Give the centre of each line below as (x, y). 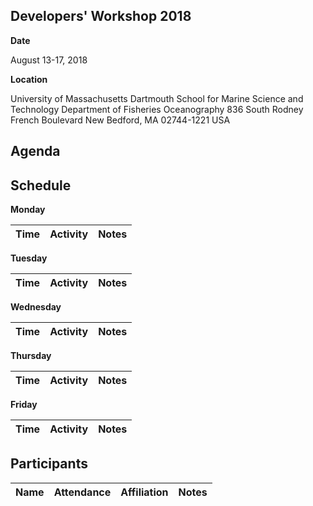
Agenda (35, 151)
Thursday (31, 356)
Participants (49, 464)
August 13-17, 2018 (49, 60)
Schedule (41, 185)
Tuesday (29, 258)
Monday (28, 210)
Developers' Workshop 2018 (101, 16)
